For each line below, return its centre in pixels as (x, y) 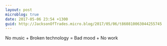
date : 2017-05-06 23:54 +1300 (37, 19)
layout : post (19, 10)
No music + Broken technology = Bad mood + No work (62, 38)
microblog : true (22, 14)
